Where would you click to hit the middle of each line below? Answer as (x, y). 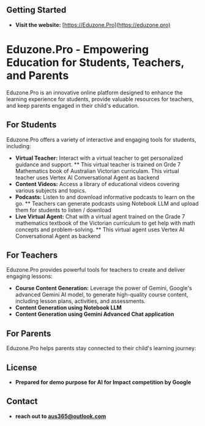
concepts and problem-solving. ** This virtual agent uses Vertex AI (100, 230)
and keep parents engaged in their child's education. (73, 105)
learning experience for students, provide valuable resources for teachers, (100, 99)
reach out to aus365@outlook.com (61, 416)
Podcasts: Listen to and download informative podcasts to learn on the (105, 197)
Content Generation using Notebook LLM (69, 308)
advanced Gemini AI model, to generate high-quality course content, (102, 295)
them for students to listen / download (63, 210)
